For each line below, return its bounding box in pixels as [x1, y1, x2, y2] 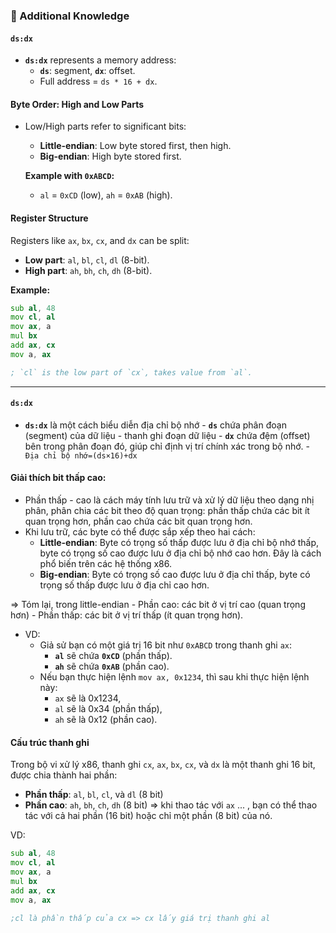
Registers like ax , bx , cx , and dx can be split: [10, 234, 190, 246]
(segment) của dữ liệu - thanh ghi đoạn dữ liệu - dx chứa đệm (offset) [24, 429, 311, 441]
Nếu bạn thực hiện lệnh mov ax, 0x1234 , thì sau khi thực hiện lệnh [39, 671, 310, 683]
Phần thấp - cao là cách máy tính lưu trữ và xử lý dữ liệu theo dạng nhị [24, 494, 315, 506]
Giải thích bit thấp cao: [10, 472, 107, 484]
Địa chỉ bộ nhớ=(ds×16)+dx [24, 450, 138, 461]
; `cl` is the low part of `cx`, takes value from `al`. [10, 367, 253, 378]
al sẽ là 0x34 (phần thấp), [54, 703, 163, 715]
